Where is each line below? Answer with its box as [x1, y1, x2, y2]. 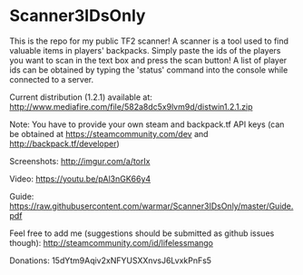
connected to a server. [9, 74, 94, 84]
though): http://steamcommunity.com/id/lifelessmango [9, 237, 214, 248]
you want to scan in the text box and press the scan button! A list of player [9, 54, 288, 65]
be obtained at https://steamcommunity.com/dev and [9, 128, 209, 139]
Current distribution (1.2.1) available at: [9, 92, 152, 103]
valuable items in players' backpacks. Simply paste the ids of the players [9, 44, 281, 55]
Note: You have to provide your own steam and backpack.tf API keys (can [9, 119, 285, 130]
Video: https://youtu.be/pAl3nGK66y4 [9, 173, 151, 184]
